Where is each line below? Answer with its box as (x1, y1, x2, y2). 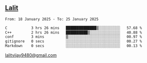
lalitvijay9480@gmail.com (5, 52, 57, 58)
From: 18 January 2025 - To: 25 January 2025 (5, 16, 98, 21)
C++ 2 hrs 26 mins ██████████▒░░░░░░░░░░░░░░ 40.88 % (5, 30, 142, 35)
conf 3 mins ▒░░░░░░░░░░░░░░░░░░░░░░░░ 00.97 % (5, 34, 142, 39)
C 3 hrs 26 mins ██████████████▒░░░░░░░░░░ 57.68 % (5, 25, 142, 31)
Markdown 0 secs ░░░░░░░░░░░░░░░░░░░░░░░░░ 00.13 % (5, 44, 142, 48)
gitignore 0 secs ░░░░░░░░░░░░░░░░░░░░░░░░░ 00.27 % (5, 39, 142, 44)
